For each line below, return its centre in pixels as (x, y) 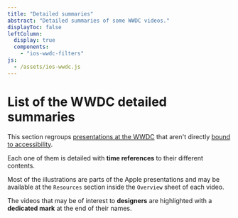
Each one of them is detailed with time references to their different (106, 158)
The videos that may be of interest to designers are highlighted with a (110, 200)
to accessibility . (30, 144)
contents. (21, 165)
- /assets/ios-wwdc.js (47, 67)
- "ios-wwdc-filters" (52, 54)
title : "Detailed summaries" (50, 14)
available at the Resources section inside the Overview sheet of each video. (116, 187)
